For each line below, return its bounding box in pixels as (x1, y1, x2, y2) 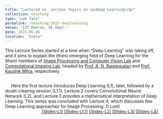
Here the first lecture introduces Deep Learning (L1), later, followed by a (11, 83, 154, 88)
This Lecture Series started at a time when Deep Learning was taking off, (5, 47, 155, 53)
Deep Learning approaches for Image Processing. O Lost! (5, 103, 120, 109)
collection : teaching (5, 12, 49, 17)
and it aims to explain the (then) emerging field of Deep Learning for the (5, 52, 149, 58)
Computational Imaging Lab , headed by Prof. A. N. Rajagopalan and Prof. (5, 63, 150, 68)
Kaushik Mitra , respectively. (5, 68, 61, 74)
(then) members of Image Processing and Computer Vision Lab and (5, 58, 140, 64)
